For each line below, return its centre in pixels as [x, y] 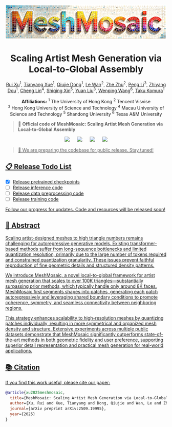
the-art [13, 340]
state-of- [154, 334]
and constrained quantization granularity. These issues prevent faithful [80, 259]
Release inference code [38, 188]
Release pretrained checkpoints [46, 181]
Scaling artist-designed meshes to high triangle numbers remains [74, 238]
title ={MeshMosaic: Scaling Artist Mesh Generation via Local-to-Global [89, 398]
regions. [14, 308]
